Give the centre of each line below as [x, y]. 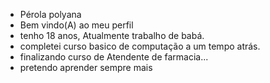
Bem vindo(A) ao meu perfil [76, 25]
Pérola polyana [50, 14]
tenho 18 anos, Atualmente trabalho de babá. [112, 35]
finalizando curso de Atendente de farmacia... [114, 57]
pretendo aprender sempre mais [86, 67]
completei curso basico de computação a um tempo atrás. [140, 46]
